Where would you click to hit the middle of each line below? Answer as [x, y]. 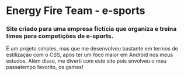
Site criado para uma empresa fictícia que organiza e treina [91, 29]
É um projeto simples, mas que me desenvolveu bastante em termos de [92, 49]
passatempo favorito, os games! [45, 67]
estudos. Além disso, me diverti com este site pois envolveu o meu [86, 61]
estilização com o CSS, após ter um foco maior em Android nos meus [90, 55]
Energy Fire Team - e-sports [76, 11]
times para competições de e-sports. [60, 36]
